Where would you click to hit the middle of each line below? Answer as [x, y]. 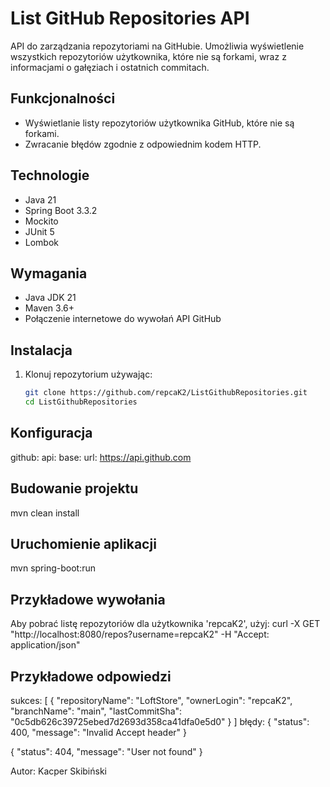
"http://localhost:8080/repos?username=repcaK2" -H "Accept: [140, 634]
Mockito [41, 221]
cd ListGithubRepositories [81, 402]
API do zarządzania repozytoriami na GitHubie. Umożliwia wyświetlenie [157, 46]
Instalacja [41, 350]
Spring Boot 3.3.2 [61, 210]
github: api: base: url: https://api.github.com [101, 457]
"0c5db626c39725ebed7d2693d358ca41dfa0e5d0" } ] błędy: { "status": [160, 721]
